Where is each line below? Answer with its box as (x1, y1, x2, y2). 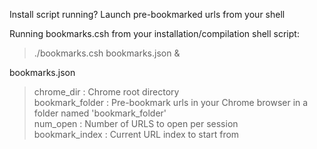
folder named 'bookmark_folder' (33, 107, 167, 119)
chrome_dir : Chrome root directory (33, 86, 180, 98)
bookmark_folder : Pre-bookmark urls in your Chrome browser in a (33, 97, 309, 108)
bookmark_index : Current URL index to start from (33, 129, 240, 140)
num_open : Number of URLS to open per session (33, 118, 239, 129)
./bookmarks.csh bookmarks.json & (33, 47, 181, 59)
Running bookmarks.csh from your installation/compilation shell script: (9, 28, 300, 39)
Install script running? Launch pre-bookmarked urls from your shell (9, 9, 286, 20)
